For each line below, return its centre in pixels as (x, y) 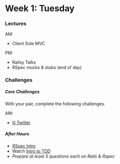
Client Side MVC (28, 44)
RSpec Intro (24, 146)
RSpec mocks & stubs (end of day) (47, 67)
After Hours (17, 133)
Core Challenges (22, 92)
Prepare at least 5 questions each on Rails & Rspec (63, 156)
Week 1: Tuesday (40, 8)
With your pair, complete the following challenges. (55, 104)
